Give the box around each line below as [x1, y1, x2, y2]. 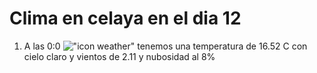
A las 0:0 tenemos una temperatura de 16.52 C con [23, 40, 308, 52]
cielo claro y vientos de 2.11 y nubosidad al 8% [23, 50, 216, 62]
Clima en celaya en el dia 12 [9, 7, 242, 30]
